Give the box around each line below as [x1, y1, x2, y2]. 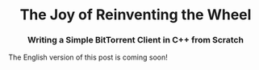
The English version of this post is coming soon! [8, 52, 168, 62]
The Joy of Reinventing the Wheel [19, 6, 252, 24]
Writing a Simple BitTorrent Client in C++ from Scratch [27, 35, 244, 46]
